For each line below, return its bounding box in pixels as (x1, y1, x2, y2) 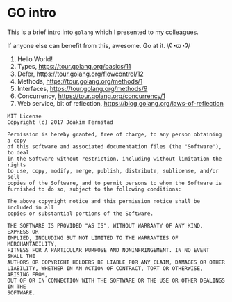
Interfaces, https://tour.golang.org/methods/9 (17, 84, 148, 93)
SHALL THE (7, 253, 36, 260)
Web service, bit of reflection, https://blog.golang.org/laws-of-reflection (17, 99, 224, 107)
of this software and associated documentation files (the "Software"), (7, 143, 222, 150)
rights (7, 161, 26, 168)
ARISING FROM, (7, 271, 49, 278)
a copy (7, 137, 26, 144)
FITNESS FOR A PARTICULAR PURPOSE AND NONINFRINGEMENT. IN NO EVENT (7, 246, 210, 253)
